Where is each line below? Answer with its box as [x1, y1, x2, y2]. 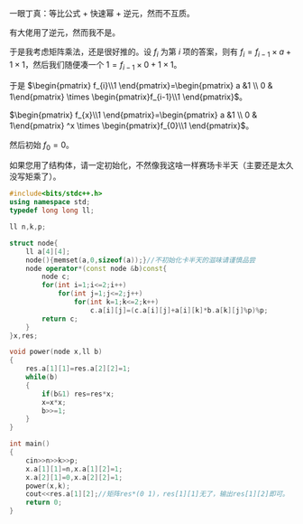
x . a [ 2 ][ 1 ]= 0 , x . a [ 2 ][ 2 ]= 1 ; [25, 473, 124, 482]
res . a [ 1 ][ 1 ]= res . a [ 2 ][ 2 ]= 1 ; [25, 364, 131, 373]
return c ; [41, 314, 78, 323]
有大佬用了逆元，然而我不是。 [9, 27, 120, 38]
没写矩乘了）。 [9, 171, 61, 182]
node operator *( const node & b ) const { [25, 264, 168, 273]
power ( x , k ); [25, 482, 70, 491]
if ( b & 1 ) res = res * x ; [41, 389, 115, 398]
